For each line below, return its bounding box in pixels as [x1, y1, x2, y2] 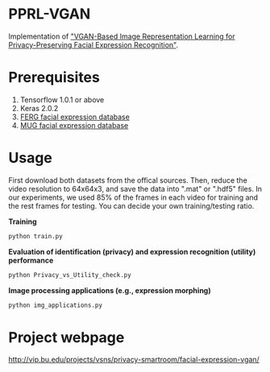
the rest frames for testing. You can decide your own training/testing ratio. [8, 200, 255, 210]
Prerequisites [8, 68, 101, 87]
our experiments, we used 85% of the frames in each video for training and [8, 192, 259, 202]
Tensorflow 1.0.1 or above [19, 94, 105, 105]
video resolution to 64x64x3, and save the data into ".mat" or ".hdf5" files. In [8, 184, 262, 193]
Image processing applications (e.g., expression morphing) [8, 285, 211, 295]
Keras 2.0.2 [19, 103, 59, 113]
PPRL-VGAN [8, 5, 91, 23]
